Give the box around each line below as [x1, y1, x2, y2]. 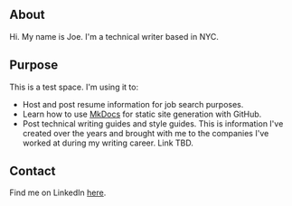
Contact [9, 164, 56, 179]
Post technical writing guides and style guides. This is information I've [22, 117, 284, 129]
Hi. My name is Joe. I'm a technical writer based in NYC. [9, 31, 219, 42]
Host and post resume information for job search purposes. [22, 98, 244, 109]
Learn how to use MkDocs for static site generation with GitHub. [22, 108, 262, 119]
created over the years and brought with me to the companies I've [22, 127, 269, 138]
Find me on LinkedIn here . [9, 187, 107, 198]
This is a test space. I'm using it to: [9, 81, 138, 92]
